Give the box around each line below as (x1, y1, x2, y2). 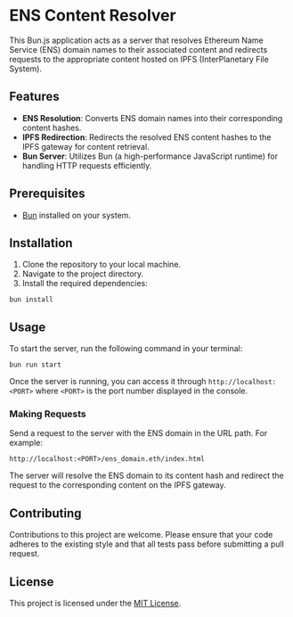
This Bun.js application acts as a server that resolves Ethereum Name (9, 35, 265, 45)
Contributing (9, 506, 82, 521)
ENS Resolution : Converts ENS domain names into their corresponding (21, 112, 283, 123)
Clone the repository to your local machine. (21, 259, 181, 270)
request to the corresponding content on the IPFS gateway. (9, 480, 227, 490)
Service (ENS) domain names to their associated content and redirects (9, 44, 268, 54)
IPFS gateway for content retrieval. (21, 141, 150, 152)
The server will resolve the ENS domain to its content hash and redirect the (9, 470, 284, 481)
